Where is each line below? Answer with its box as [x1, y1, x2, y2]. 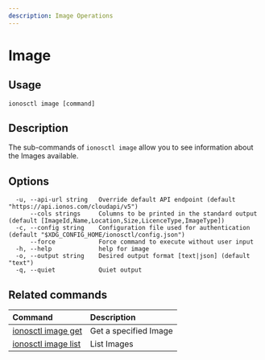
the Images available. [8, 151, 79, 161]
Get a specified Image [89, 325, 173, 337]
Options [8, 174, 50, 188]
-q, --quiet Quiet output [15, 266, 143, 274]
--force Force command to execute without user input [29, 238, 254, 246]
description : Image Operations [8, 11, 114, 20]
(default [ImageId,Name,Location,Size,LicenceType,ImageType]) [8, 217, 226, 225]
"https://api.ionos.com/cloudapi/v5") [8, 202, 139, 211]
